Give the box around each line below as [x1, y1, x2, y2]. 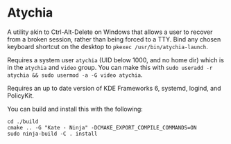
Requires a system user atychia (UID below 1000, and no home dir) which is [7, 55, 224, 64]
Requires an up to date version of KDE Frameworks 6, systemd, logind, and [7, 84, 221, 92]
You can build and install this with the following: [7, 105, 144, 113]
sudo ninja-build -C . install [7, 130, 98, 137]
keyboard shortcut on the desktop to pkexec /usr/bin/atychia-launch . [7, 42, 208, 51]
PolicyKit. [7, 91, 35, 100]
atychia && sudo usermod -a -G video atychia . [7, 71, 143, 79]
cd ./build [7, 118, 39, 125]
